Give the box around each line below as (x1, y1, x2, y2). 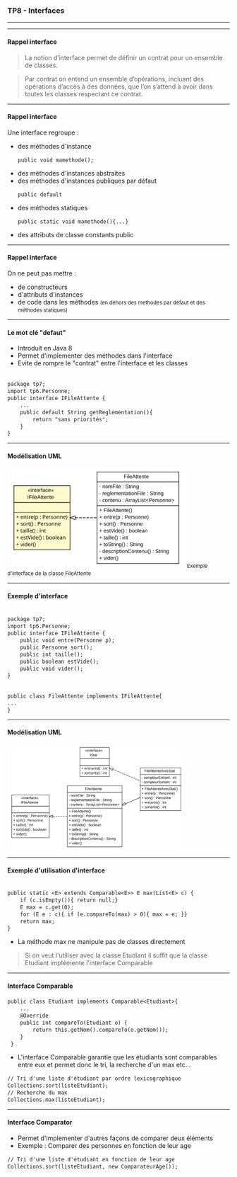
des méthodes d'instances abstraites (17, 169, 126, 177)
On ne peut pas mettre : (7, 268, 76, 278)
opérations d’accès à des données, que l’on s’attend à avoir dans (24, 82, 213, 91)
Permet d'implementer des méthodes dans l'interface (17, 351, 173, 360)
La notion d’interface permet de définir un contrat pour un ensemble (24, 53, 224, 62)
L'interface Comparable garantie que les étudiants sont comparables (17, 1053, 217, 1062)
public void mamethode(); (17, 157, 94, 164)
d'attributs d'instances (17, 290, 83, 299)
